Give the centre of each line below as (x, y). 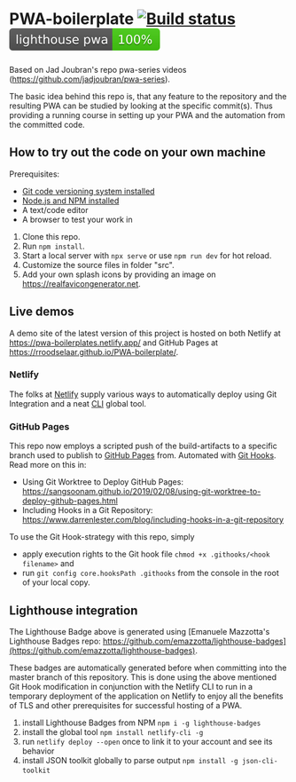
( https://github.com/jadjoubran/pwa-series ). (90, 79)
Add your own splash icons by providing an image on (119, 274)
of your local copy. (56, 582)
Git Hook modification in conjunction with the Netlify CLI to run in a (131, 686)
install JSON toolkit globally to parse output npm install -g (130, 760)
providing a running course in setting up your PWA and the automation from (147, 115)
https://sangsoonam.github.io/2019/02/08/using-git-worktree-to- (141, 492)
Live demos (42, 312)
